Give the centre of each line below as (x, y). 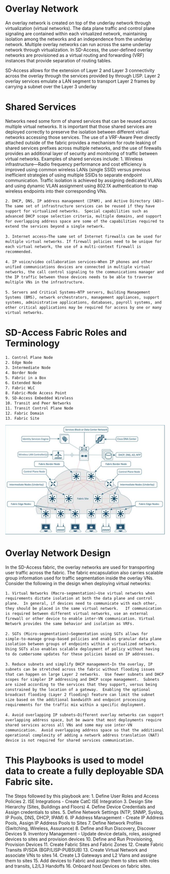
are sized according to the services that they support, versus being (81, 684)
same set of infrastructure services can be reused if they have (85, 206)
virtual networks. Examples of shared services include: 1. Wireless (74, 159)
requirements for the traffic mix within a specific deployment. (75, 705)
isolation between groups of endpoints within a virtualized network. (81, 644)
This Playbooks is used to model (75, 760)
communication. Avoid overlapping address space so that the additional (85, 730)
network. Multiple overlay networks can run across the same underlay (78, 44)
